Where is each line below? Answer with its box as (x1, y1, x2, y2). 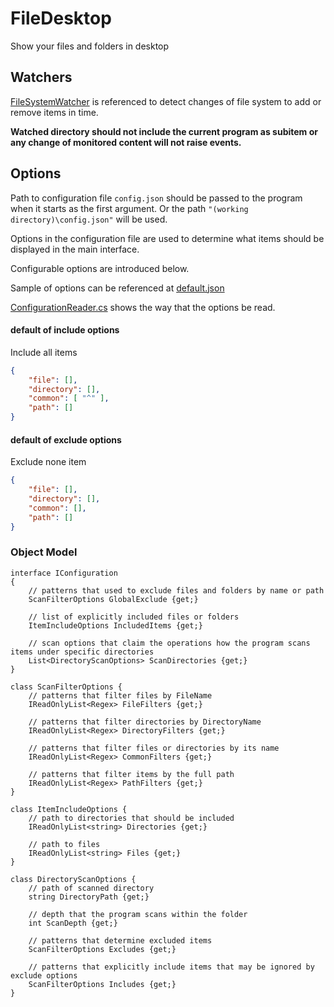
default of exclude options (10, 433, 122, 446)
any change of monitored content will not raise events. (10, 136, 242, 148)
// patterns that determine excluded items (28, 935, 213, 946)
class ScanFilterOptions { (10, 682, 123, 692)
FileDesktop (10, 7, 112, 30)
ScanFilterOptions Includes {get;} (28, 979, 177, 989)
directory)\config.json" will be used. (10, 213, 168, 225)
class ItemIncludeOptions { (10, 804, 128, 814)
